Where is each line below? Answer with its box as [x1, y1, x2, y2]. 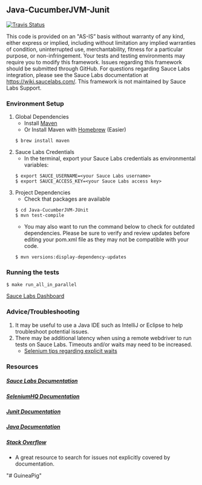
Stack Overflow [6, 438, 47, 446]
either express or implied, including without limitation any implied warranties [6, 39, 196, 46]
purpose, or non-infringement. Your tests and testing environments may [6, 52, 186, 59]
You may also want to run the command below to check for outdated [24, 223, 195, 230]
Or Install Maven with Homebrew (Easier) [24, 126, 126, 133]
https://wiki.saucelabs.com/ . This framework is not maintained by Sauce [6, 78, 186, 85]
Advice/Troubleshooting [6, 307, 80, 316]
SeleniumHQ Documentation [6, 392, 80, 400]
